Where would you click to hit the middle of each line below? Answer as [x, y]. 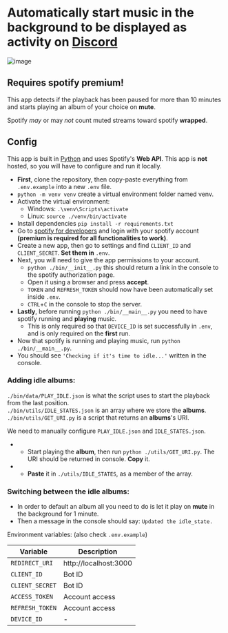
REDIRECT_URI [32, 563]
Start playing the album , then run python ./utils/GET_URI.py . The [121, 451]
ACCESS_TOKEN [32, 597]
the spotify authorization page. [71, 275]
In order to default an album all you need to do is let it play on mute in [116, 507]
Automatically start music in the [101, 13]
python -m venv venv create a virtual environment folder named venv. [115, 194]
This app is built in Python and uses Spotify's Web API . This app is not [107, 158]
